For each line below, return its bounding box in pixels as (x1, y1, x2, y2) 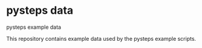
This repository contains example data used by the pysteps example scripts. (6, 35, 197, 42)
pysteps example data (6, 23, 62, 31)
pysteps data (6, 4, 74, 17)
